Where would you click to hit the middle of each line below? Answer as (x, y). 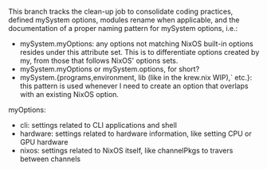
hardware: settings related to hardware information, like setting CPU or (136, 133)
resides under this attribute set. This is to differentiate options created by (139, 52)
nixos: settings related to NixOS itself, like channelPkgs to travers (126, 151)
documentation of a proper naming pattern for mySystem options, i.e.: (123, 28)
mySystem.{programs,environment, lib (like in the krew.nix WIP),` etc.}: (136, 77)
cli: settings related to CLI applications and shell (98, 125)
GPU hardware (44, 142)
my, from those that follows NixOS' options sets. (99, 60)
